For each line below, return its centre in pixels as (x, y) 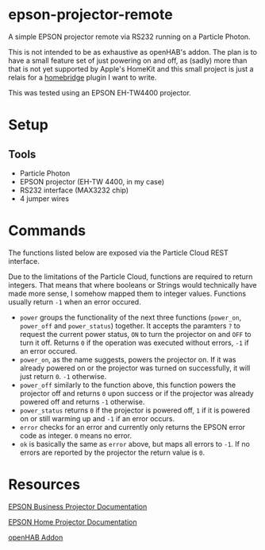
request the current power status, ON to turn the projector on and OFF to (135, 334)
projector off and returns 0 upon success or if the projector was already (136, 393)
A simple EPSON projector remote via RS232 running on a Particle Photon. (130, 37)
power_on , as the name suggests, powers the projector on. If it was (128, 359)
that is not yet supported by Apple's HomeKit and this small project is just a (131, 68)
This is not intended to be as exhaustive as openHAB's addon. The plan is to (133, 52)
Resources (44, 484)
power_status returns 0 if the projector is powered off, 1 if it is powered (134, 410)
